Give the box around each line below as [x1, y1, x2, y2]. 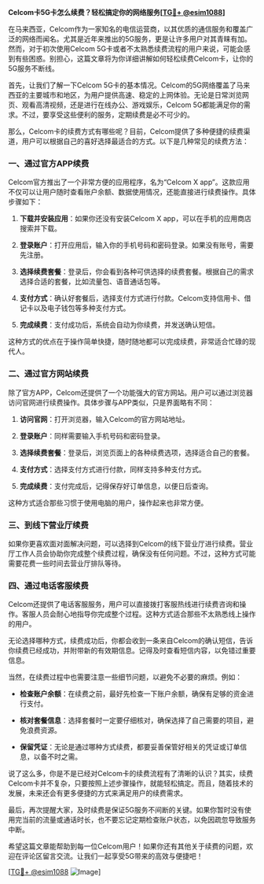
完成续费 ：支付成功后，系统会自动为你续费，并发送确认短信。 [19, 320, 220, 330]
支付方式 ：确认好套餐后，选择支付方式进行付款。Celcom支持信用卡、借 [19, 294, 251, 303]
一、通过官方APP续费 [8, 157, 90, 168]
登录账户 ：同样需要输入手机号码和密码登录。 [19, 431, 165, 440]
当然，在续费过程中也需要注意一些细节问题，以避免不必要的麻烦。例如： [8, 672, 242, 682]
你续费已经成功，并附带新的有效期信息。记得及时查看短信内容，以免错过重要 [8, 645, 256, 656]
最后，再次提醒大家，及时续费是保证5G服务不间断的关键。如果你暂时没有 [8, 805, 245, 815]
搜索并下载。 [19, 224, 61, 233]
